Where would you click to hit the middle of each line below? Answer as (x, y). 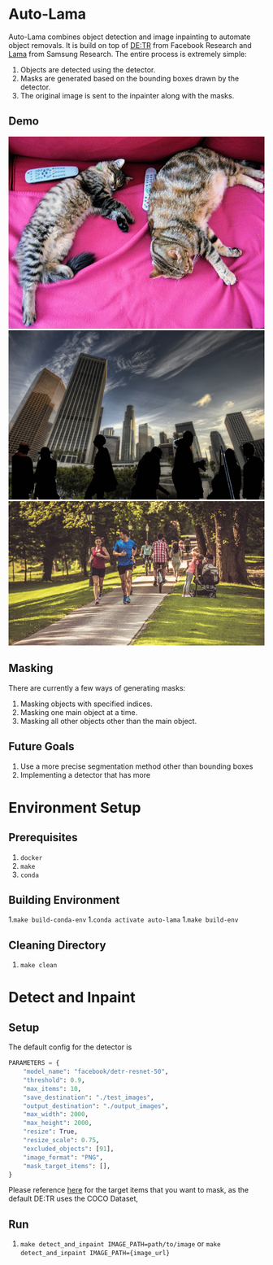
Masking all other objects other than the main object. (108, 721)
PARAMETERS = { (34, 1063)
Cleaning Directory (57, 945)
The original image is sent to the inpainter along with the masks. (127, 95)
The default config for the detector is (70, 1047)
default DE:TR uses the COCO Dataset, (74, 1199)
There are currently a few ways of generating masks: (97, 687)
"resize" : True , (51, 1132)
